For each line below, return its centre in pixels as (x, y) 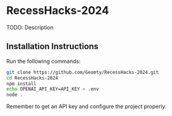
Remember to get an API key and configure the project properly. (86, 106)
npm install (21, 84)
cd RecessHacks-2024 (33, 78)
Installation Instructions (53, 46)
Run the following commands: (43, 61)
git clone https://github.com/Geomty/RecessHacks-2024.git (83, 72)
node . (15, 95)
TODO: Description (30, 27)
